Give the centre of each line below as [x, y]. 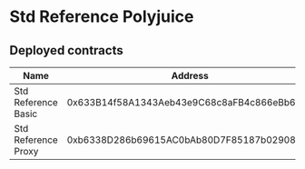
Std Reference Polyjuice [102, 17]
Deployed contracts [67, 50]
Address [190, 76]
